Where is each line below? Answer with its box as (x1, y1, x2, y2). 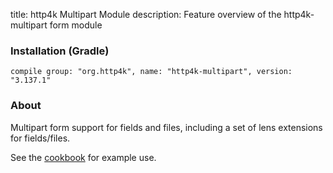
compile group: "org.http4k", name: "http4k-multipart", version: (10, 67, 293, 77)
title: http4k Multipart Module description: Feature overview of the (10, 9, 282, 20)
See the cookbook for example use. (10, 151, 157, 163)
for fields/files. (10, 132, 71, 144)
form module (49, 19, 103, 31)
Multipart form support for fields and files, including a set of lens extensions (10, 121, 323, 133)
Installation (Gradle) (10, 44, 110, 58)
